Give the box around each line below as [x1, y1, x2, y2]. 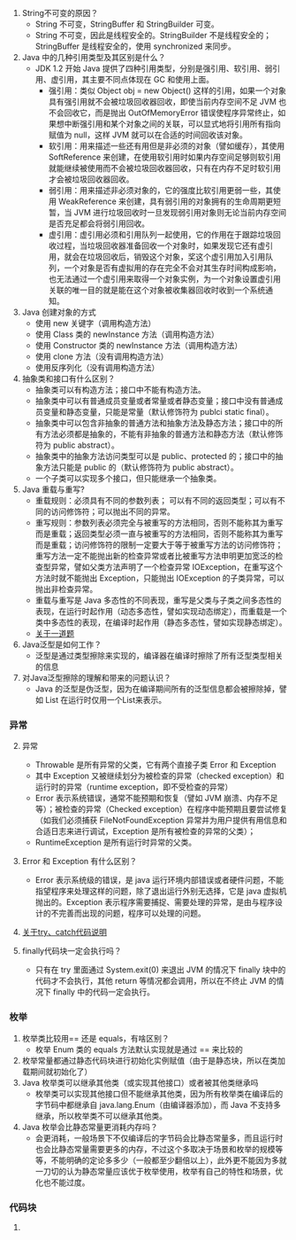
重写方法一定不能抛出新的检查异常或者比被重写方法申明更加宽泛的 [34, 550, 276, 561]
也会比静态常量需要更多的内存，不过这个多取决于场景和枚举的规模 [34, 1143, 276, 1154]
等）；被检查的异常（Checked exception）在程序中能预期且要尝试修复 [34, 804, 288, 815]
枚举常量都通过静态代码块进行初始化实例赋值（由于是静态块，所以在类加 [21, 1055, 285, 1065]
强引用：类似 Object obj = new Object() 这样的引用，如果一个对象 [48, 85, 287, 96]
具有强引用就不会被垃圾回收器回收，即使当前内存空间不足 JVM [48, 97, 277, 106]
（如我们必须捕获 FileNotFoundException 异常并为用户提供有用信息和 [34, 815, 287, 826]
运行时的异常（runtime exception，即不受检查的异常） [34, 782, 233, 792]
